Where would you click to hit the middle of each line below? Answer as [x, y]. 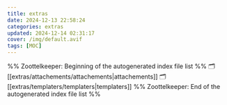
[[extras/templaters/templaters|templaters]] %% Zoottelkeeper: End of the [114, 87]
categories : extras [36, 26]
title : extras [28, 14]
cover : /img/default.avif [45, 40]
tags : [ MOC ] [24, 46]
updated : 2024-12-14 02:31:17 [51, 33]
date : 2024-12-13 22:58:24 [46, 20]
